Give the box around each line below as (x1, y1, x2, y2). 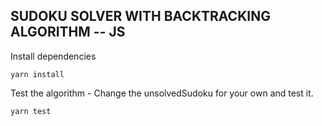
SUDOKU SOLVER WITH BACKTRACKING (10, 8, 271, 25)
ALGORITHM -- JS (10, 24, 126, 41)
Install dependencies (10, 50, 97, 62)
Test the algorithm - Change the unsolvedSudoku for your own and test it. (10, 87, 314, 99)
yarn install (10, 69, 65, 79)
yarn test (10, 106, 52, 116)
